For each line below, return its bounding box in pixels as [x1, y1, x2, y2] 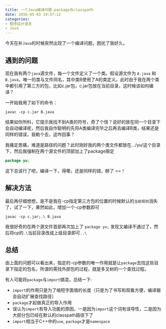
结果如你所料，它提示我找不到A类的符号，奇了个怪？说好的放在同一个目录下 [5, 119, 161, 125]
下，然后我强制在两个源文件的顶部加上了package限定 [5, 148, 114, 154]
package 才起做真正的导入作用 [12, 300, 72, 306]
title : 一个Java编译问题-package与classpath [5, 7, 93, 12]
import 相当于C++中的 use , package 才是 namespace [12, 319, 110, 325]
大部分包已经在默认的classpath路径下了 [12, 312, 93, 318]
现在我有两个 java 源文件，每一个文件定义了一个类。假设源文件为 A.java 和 [5, 70, 157, 76]
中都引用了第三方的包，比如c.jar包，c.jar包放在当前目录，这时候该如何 [5, 83, 150, 89]
